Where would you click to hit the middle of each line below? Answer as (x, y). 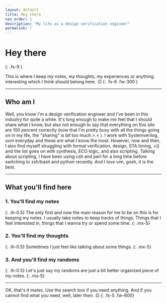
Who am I (20, 102)
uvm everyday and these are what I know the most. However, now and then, (83, 141)
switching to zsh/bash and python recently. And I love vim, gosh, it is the (80, 161)
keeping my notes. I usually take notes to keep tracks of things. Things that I (83, 218)
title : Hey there (23, 14)
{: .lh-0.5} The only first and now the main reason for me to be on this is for (82, 212)
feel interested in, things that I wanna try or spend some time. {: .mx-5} (78, 223)
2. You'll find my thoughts (37, 236)
